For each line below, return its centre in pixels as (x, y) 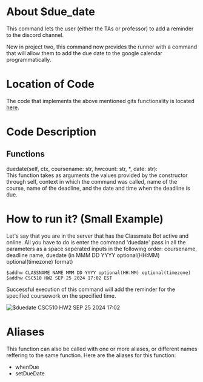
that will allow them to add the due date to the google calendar (84, 53)
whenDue (27, 367)
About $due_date (51, 12)
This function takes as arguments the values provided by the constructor (97, 175)
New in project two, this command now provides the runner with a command (102, 47)
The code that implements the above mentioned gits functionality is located (101, 101)
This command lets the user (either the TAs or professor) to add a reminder (100, 28)
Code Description (52, 132)
